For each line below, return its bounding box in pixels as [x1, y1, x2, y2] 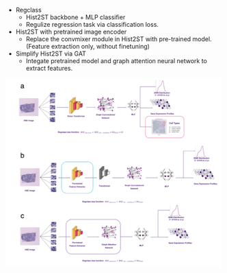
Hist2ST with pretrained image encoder [15, 27, 127, 36]
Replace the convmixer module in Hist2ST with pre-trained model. [25, 35, 212, 43]
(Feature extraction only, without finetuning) [25, 43, 150, 50]
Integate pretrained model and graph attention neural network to [25, 57, 207, 64]
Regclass [15, 6, 42, 14]
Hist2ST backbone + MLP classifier [25, 13, 126, 21]
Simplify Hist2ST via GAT [15, 49, 86, 58]
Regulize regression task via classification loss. [25, 21, 159, 28]
